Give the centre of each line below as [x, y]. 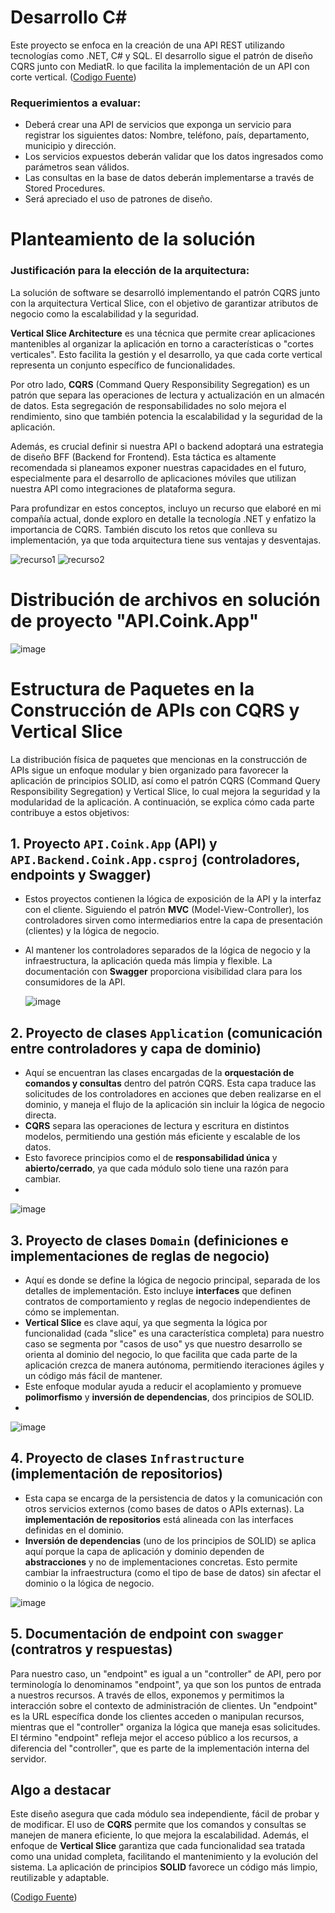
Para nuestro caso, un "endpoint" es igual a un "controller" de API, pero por [166, 1673]
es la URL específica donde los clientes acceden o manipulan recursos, [157, 1716]
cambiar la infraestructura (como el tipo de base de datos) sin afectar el [173, 1572]
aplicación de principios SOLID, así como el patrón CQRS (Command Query [165, 780]
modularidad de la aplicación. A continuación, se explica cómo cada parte [162, 802]
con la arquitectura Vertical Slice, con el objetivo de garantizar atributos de [164, 303]
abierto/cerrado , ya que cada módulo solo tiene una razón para [156, 1168]
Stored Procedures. [65, 188]
